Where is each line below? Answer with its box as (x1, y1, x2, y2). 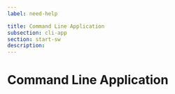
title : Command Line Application (7, 22, 105, 30)
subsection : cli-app (7, 29, 68, 36)
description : (7, 42, 45, 49)
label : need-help (7, 10, 58, 17)
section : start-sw (7, 36, 61, 42)
